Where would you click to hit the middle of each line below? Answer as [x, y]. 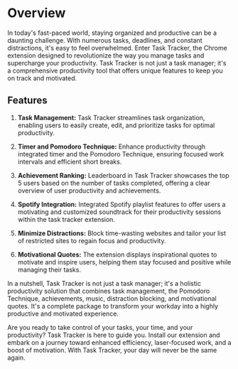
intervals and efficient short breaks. [70, 161]
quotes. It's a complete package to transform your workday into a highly [113, 306]
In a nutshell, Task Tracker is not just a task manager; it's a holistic [104, 283]
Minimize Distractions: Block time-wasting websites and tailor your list [121, 233]
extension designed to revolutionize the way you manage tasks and [106, 55]
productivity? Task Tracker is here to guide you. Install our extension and [114, 335]
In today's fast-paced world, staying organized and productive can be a [112, 33]
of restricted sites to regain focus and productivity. [92, 240]
